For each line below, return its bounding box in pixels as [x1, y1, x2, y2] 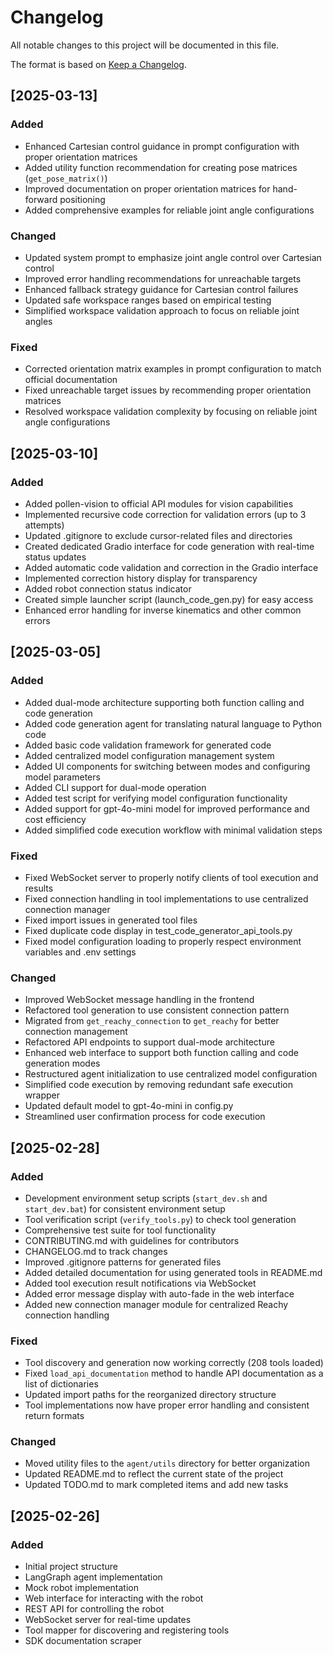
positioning [59, 193, 106, 205]
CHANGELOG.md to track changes [24, 1245, 168, 1257]
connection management [24, 1026, 128, 1038]
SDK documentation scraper [24, 1635, 142, 1647]
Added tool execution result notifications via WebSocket [24, 1277, 257, 1289]
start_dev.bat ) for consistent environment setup [24, 1202, 226, 1215]
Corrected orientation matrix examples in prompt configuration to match [24, 363, 322, 375]
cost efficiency [24, 813, 87, 825]
